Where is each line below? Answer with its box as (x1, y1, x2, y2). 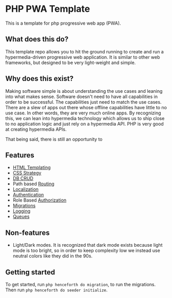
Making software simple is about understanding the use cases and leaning (5, 88, 163, 94)
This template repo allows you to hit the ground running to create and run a (5, 48, 164, 54)
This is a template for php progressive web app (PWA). (5, 20, 121, 26)
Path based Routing (12, 181, 55, 187)
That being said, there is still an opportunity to (5, 136, 103, 142)
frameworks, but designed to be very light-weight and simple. (5, 59, 136, 66)
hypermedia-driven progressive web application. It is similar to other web (5, 54, 160, 60)
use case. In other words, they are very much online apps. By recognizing (5, 110, 161, 116)
